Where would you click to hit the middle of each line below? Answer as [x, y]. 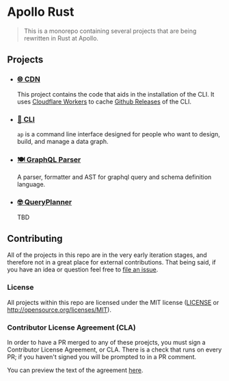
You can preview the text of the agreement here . [75, 370]
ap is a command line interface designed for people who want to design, [118, 134]
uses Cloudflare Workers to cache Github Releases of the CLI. [104, 101]
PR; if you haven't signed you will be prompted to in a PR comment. [102, 356]
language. [31, 184]
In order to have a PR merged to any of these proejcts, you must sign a [107, 342]
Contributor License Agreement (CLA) [71, 328]
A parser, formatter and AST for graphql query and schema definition [114, 177]
